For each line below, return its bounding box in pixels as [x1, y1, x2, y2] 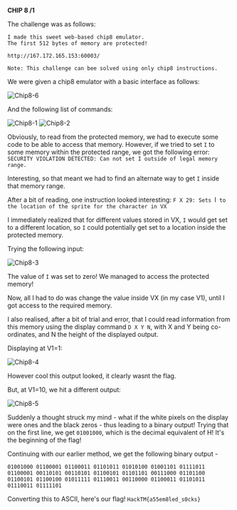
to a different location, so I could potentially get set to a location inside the [7, 223, 226, 231]
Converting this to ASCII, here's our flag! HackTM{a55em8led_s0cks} [7, 495, 201, 503]
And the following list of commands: [7, 105, 113, 113]
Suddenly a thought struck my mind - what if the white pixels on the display [7, 413, 229, 422]
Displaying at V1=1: [7, 344, 63, 352]
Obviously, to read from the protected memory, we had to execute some [7, 133, 218, 141]
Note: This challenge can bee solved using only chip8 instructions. [7, 65, 218, 72]
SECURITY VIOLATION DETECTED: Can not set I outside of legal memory [7, 155, 218, 163]
